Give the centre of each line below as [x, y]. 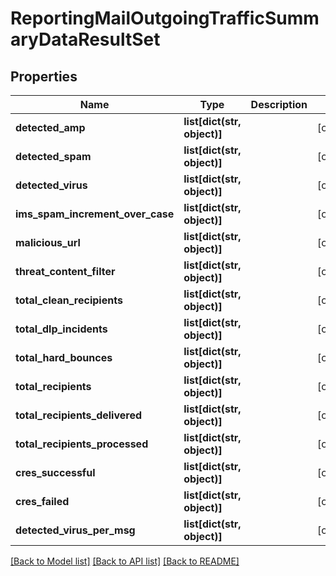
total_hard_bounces [64, 357]
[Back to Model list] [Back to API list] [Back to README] [125, 561]
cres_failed [42, 501]
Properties [44, 76]
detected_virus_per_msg [75, 530]
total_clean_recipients [69, 300]
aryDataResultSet [85, 39]
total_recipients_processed [82, 444]
